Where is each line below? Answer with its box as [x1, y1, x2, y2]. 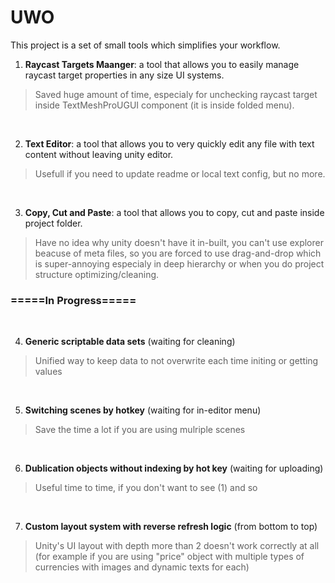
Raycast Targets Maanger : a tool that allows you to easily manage [24, 58, 300, 70]
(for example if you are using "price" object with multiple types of [34, 551, 305, 563]
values [34, 366, 63, 378]
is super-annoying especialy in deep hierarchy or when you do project [34, 257, 325, 270]
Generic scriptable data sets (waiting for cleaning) [24, 336, 236, 348]
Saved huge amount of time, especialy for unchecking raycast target [34, 88, 318, 100]
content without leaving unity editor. [24, 148, 174, 160]
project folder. [24, 217, 83, 229]
